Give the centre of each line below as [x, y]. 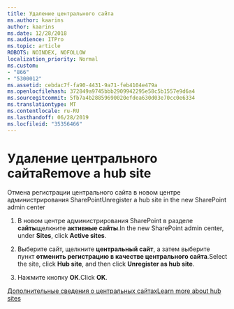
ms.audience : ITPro [36, 40]
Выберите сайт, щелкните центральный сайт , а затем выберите [114, 249]
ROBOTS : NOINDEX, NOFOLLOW [46, 53]
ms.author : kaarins [36, 20]
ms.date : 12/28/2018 [37, 33]
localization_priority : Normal [53, 59]
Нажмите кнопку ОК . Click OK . [63, 278]
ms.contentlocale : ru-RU [43, 111]
